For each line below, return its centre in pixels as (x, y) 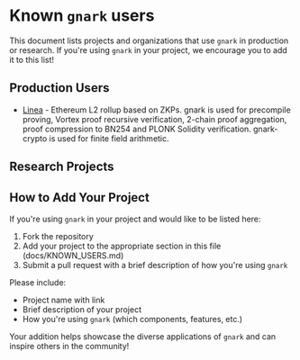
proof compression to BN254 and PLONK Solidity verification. (137, 129)
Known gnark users (82, 16)
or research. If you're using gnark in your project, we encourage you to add (149, 49)
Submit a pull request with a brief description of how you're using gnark (155, 265)
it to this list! (32, 59)
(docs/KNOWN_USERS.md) (73, 255)
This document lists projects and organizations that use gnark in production (149, 40)
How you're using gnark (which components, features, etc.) (132, 319)
